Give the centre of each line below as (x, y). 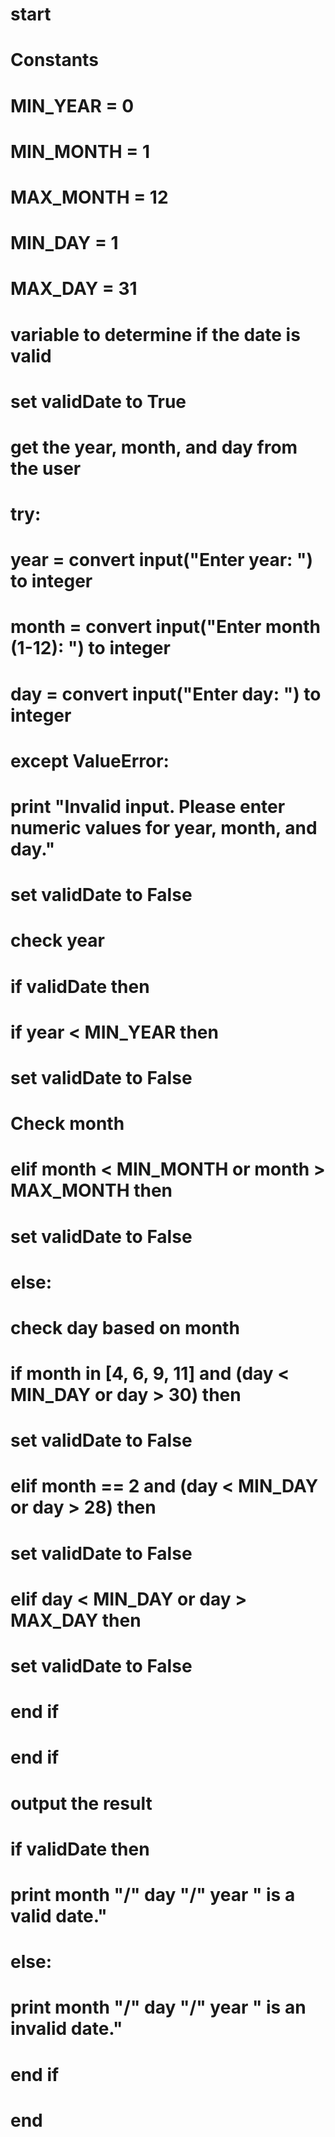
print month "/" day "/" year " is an (158, 2007)
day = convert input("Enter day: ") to (166, 694)
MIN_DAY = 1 (64, 243)
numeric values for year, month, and (164, 828)
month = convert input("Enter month (165, 627)
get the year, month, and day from (154, 447)
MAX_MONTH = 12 (89, 197)
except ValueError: (90, 760)
